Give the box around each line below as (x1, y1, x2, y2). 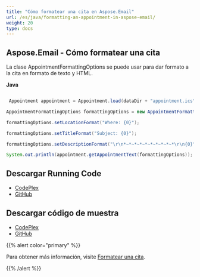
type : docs (6, 25, 33, 32)
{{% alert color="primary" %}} (6, 241, 81, 248)
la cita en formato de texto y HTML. (6, 70, 93, 77)
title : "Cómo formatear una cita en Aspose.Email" (6, 8, 135, 15)
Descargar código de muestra (6, 208, 119, 218)
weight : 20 (6, 20, 33, 26)
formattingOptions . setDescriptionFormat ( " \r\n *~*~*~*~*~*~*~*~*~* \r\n (6, 141, 185, 147)
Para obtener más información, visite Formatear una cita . (6, 253, 146, 260)
